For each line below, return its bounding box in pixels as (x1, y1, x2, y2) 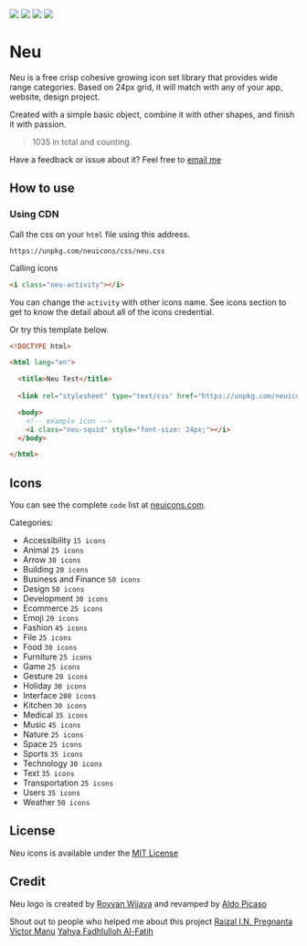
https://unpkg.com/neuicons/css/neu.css (9, 247, 166, 256)
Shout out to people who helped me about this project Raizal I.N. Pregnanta (9, 916, 293, 927)
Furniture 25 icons (22, 651, 93, 662)
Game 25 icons (22, 661, 80, 672)
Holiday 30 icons (22, 680, 87, 691)
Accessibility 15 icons (22, 535, 107, 546)
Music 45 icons (22, 720, 81, 731)
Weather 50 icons (22, 797, 90, 808)
